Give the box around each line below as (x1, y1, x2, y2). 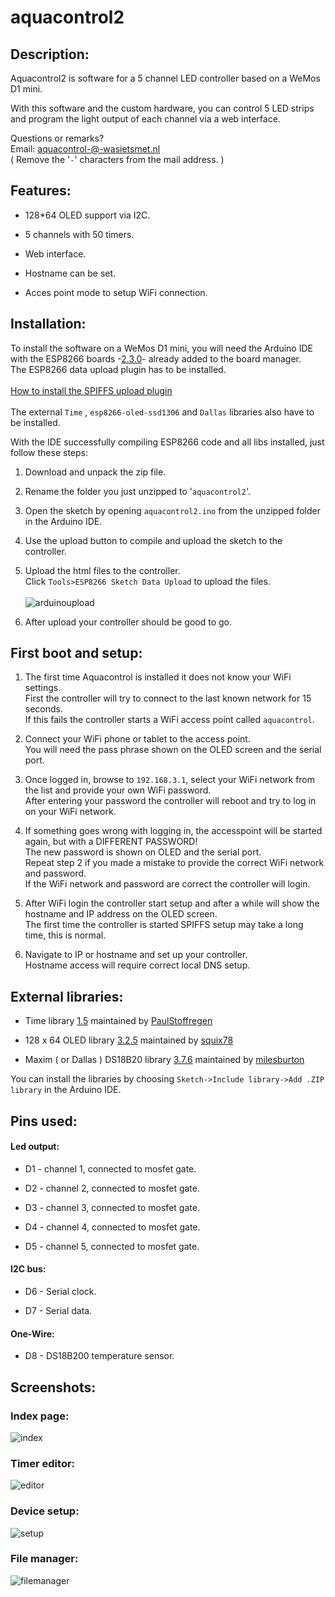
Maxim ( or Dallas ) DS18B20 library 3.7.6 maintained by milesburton (24, 1054, 305, 1066)
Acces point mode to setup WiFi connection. (24, 286, 208, 298)
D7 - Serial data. (24, 1305, 93, 1317)
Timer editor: (10, 1456, 76, 1470)
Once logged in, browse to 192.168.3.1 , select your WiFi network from (24, 774, 316, 786)
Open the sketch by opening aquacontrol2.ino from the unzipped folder (24, 504, 321, 516)
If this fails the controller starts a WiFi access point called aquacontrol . (24, 714, 315, 726)
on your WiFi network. (24, 806, 117, 818)
